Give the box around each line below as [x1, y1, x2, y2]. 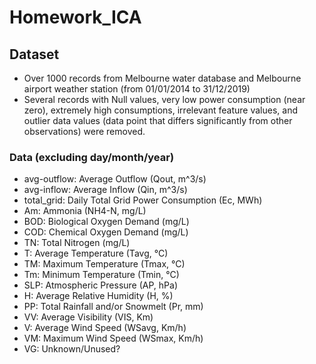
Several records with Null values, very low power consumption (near [23, 94, 306, 105]
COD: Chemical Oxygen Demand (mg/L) [23, 226, 189, 238]
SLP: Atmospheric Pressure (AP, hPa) [23, 279, 179, 291]
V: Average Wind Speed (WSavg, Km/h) [23, 322, 187, 334]
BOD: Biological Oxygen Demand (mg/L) [23, 216, 190, 228]
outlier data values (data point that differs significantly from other [23, 115, 293, 126]
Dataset [9, 46, 60, 63]
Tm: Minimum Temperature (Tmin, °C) [23, 269, 180, 281]
